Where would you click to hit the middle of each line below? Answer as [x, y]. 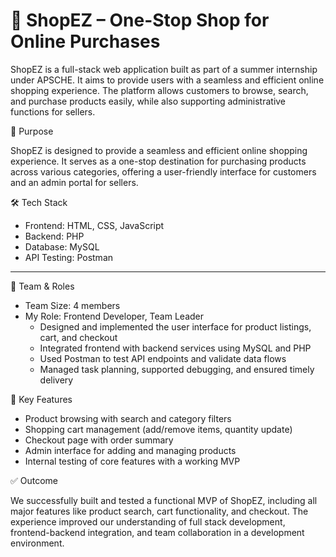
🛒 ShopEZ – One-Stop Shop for [140, 20]
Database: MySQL [62, 246]
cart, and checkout [78, 337]
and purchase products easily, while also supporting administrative [148, 101]
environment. [37, 543]
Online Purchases [85, 41]
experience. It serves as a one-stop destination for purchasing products [158, 161]
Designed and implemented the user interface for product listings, [175, 326]
